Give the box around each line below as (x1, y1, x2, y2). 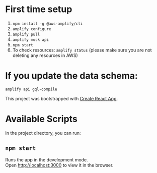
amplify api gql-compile (5, 87, 57, 92)
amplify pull (12, 32, 40, 37)
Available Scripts (5, 113, 78, 125)
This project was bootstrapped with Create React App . (5, 95, 118, 101)
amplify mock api (12, 37, 49, 42)
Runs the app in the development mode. (5, 156, 88, 162)
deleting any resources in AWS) (12, 52, 78, 59)
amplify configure (12, 26, 51, 31)
